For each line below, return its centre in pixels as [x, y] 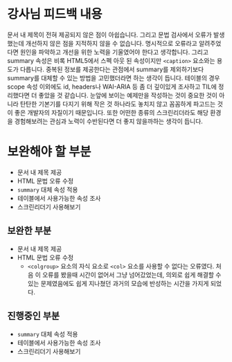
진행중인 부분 [34, 316]
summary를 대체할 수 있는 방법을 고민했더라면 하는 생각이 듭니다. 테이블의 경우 [114, 78]
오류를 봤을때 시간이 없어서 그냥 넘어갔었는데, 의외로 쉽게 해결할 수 [132, 275]
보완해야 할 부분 [49, 152]
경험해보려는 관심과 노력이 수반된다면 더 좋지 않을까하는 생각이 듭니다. [108, 121]
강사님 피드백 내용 [55, 14]
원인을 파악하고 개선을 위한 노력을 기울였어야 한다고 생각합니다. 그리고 [114, 52]
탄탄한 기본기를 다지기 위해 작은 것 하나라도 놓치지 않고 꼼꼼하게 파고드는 [118, 104]
